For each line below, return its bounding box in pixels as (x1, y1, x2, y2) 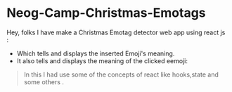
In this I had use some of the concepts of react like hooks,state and (23, 70, 219, 79)
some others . (23, 77, 64, 86)
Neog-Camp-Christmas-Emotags (6, 5, 206, 21)
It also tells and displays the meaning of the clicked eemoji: (16, 56, 188, 65)
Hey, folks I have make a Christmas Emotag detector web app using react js (6, 28, 226, 37)
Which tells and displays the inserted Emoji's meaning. (16, 49, 175, 58)
